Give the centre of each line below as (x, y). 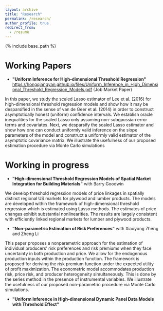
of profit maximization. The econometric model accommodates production (80, 269)
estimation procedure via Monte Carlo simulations (55, 145)
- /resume (19, 32)
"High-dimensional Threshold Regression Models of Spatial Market (81, 179)
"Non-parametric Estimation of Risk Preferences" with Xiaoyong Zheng (85, 228)
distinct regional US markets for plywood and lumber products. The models (80, 198)
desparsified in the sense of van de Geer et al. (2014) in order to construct (80, 109)
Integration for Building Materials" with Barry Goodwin (68, 183)
